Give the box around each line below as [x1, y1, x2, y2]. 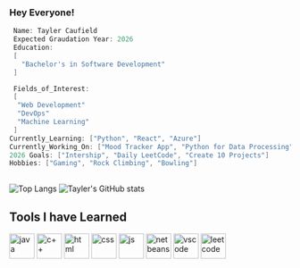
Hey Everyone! [9, 6, 75, 19]
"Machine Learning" [17, 118, 90, 127]
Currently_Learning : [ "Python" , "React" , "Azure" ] [9, 134, 202, 143]
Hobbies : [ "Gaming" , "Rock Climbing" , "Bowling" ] [9, 159, 198, 168]
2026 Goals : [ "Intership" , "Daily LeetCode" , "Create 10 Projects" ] [9, 150, 270, 160]
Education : [12, 43, 54, 53]
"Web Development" [17, 101, 87, 110]
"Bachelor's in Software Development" [21, 60, 166, 69]
